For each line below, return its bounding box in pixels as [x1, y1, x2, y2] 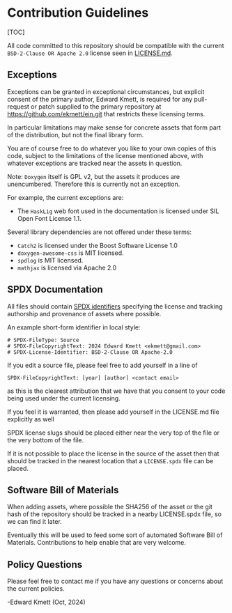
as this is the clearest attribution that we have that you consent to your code [7, 387, 226, 395]
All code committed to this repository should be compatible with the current [7, 41, 224, 49]
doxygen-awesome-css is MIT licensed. [17, 249, 124, 257]
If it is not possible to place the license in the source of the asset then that [7, 449, 219, 458]
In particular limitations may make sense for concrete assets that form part [7, 123, 222, 132]
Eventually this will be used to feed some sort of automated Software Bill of [7, 531, 223, 539]
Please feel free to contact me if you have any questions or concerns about [7, 577, 224, 586]
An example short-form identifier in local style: [7, 323, 141, 332]
